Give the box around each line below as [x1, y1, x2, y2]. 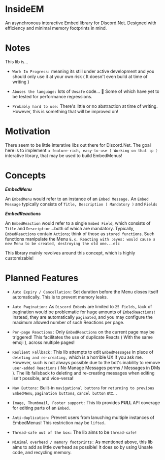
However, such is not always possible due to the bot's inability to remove [12, 359, 160, 365]
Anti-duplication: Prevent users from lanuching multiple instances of [12, 414, 155, 420]
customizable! [5, 255, 33, 261]
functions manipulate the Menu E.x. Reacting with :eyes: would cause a [5, 236, 156, 242]
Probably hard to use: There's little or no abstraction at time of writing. [12, 103, 158, 109]
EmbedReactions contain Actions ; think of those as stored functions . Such [5, 231, 155, 237]
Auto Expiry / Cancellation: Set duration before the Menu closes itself [12, 289, 159, 294]
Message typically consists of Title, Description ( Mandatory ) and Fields [5, 201, 158, 207]
